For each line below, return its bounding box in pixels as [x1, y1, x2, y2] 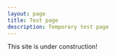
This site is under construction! [7, 43, 98, 51]
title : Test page [7, 17, 59, 24]
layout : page [7, 10, 46, 17]
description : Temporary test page [7, 23, 110, 30]
